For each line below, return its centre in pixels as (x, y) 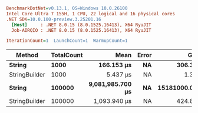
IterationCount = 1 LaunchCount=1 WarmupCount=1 (67, 41)
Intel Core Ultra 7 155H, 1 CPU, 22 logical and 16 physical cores (91, 14)
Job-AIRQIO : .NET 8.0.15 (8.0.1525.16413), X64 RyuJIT (81, 30)
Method (27, 55)
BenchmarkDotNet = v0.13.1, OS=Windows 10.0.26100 (67, 8)
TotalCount (67, 55)
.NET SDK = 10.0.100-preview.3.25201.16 (54, 19)
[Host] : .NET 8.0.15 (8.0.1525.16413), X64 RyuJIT (81, 25)
